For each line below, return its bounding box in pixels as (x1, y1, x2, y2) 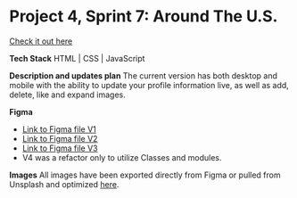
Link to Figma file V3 (21, 143, 98, 153)
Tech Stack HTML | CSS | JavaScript (9, 53, 145, 63)
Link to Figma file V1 (21, 123, 96, 135)
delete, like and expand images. (9, 89, 127, 100)
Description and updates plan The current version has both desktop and (9, 70, 278, 81)
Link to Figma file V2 (21, 133, 98, 144)
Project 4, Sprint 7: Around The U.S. (9, 6, 278, 27)
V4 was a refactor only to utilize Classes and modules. (21, 152, 222, 162)
